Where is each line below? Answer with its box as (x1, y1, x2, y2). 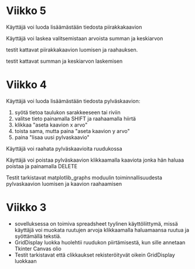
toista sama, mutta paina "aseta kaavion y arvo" (14, 127, 130, 134)
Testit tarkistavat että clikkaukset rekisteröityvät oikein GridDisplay (14, 251, 176, 258)
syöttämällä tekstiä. (14, 233, 61, 240)
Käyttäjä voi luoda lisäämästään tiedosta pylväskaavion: (6, 97, 141, 104)
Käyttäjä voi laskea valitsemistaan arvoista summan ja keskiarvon (6, 35, 163, 42)
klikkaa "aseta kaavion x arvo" (14, 121, 88, 128)
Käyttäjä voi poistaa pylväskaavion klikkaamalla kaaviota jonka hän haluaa (6, 156, 184, 164)
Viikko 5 (6, 4, 47, 18)
